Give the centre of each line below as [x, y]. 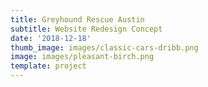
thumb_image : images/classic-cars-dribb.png [104, 47]
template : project [48, 66]
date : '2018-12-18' [51, 38]
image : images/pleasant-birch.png [82, 57]
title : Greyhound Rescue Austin [77, 19]
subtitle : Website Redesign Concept [86, 29]
